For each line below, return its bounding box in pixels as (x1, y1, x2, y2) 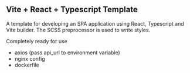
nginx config (14, 55, 45, 62)
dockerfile (14, 61, 39, 68)
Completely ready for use (6, 37, 67, 44)
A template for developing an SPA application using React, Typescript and (6, 20, 184, 27)
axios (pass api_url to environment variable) (14, 49, 120, 56)
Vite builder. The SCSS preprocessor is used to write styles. (6, 26, 151, 33)
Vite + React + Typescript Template (6, 5, 138, 15)
